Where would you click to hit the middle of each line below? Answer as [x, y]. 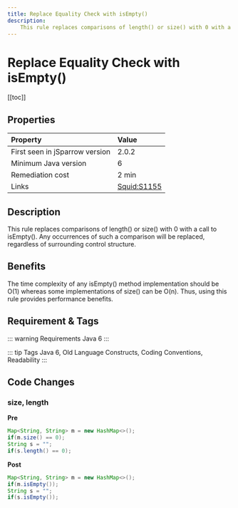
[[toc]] [17, 98]
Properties [31, 119]
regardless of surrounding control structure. [72, 244]
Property [26, 140]
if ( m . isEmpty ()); [33, 484]
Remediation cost [40, 175]
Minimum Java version [49, 163]
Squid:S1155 [140, 187]
